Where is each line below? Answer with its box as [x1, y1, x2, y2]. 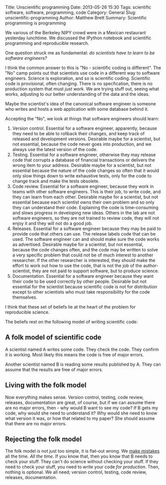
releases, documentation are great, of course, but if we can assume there [5, 400, 155, 405]
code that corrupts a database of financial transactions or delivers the [12, 157, 155, 163]
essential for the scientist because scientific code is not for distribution [12, 284, 158, 290]
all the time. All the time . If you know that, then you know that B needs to [5, 453, 153, 459]
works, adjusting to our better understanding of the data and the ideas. [5, 91, 150, 97]
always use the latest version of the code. [12, 147, 98, 152]
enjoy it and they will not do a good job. [12, 221, 93, 226]
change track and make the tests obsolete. [12, 178, 100, 184]
